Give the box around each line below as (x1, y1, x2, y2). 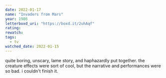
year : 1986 (5, 16, 28, 21)
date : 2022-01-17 (5, 7, 41, 12)
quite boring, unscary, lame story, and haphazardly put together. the (5, 57, 145, 63)
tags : (5, 35, 16, 40)
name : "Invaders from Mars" (5, 12, 64, 17)
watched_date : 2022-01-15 (5, 44, 59, 49)
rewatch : (5, 30, 23, 35)
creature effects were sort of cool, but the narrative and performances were (5, 63, 161, 69)
